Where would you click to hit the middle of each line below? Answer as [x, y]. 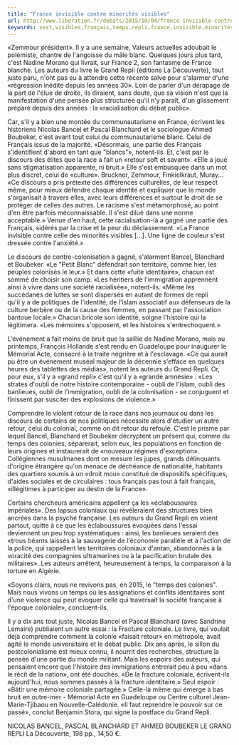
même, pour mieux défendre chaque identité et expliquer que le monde [112, 190]
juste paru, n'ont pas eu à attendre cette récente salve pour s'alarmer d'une [118, 78]
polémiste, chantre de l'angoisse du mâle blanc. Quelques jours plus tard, [115, 55]
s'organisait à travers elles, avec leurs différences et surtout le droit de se [115, 197]
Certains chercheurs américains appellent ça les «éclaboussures [102, 503]
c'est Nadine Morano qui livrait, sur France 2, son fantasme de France [110, 63]
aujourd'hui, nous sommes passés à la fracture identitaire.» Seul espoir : [113, 682]
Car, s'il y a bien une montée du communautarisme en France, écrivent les [116, 122]
